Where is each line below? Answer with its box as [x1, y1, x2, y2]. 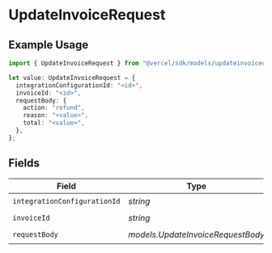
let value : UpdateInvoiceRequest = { [8, 74, 136, 82]
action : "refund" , [23, 103, 85, 112]
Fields [8, 156, 40, 171]
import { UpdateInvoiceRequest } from [8, 59, 139, 67]
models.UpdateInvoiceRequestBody [128, 229, 266, 240]
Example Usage [8, 38, 89, 52]
